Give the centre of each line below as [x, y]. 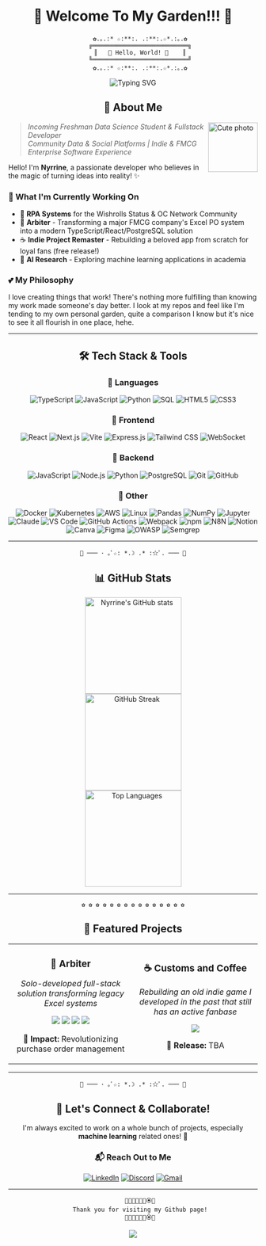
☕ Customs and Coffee [196, 969]
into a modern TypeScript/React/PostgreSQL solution [106, 231]
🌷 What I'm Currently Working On [74, 196]
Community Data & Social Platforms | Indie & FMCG [112, 143]
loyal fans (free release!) [59, 251]
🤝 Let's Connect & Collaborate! [133, 1109]
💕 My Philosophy [41, 280]
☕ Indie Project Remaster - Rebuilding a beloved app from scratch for [134, 240]
